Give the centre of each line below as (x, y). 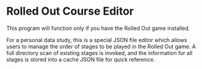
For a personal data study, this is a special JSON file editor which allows (97, 40)
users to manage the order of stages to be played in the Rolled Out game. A (101, 46)
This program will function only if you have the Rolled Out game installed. (98, 28)
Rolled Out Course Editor (70, 11)
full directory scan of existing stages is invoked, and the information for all (99, 53)
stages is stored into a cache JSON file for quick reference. (81, 59)
